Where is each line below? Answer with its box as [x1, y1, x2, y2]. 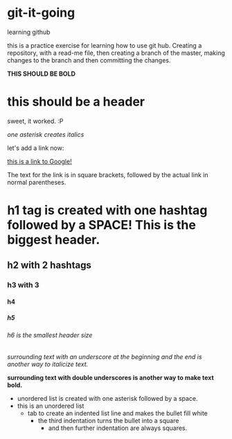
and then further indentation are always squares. [48, 424, 188, 432]
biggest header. [7, 232, 100, 248]
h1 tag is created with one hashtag [7, 203, 208, 218]
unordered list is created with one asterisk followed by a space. [17, 394, 199, 402]
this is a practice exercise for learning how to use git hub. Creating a [7, 41, 202, 49]
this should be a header [7, 94, 145, 110]
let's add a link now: [7, 144, 64, 152]
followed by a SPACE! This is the [7, 217, 196, 233]
